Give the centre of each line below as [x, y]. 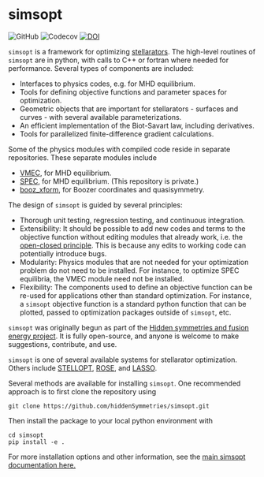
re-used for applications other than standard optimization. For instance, [136, 295]
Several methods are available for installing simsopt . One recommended [125, 383]
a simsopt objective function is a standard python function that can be [133, 304]
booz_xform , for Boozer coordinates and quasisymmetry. [112, 189]
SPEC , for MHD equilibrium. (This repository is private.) [109, 181]
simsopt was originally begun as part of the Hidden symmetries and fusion [129, 327]
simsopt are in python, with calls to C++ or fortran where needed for [119, 60]
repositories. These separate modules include [83, 157]
